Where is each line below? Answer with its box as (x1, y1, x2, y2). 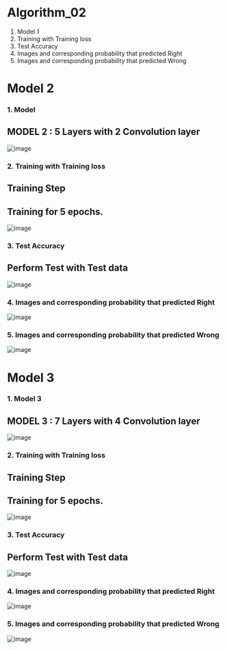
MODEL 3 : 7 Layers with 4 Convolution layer (7, 415, 201, 427)
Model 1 (16, 27, 40, 36)
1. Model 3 (7, 394, 42, 403)
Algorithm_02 (7, 5, 87, 21)
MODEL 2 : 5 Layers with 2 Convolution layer (7, 126, 201, 138)
